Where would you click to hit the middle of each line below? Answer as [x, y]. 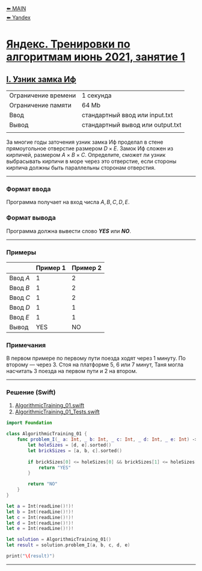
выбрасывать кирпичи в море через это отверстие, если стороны [91, 161]
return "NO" [43, 484]
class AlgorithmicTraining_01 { [47, 434]
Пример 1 [51, 267]
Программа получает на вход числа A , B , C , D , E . [68, 202]
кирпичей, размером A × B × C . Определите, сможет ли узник [86, 155]
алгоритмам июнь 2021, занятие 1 [96, 57]
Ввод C [20, 298]
